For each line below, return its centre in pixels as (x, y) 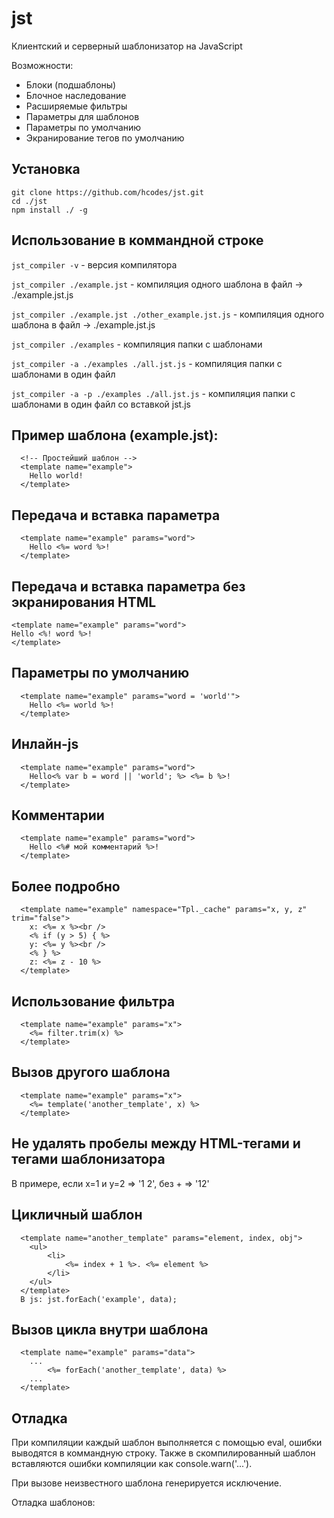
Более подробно (66, 886)
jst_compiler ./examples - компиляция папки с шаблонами (137, 344)
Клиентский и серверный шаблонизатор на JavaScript (127, 46)
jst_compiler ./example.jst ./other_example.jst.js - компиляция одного (168, 314)
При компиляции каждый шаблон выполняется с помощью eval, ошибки (167, 1443)
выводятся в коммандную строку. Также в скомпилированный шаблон (163, 1453)
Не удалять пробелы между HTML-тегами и (156, 1143)
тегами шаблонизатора (88, 1159)
